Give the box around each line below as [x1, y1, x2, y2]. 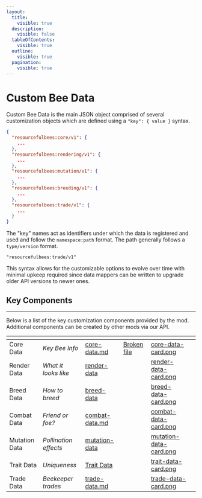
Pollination [43, 436, 73, 444]
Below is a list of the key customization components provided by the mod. [6, 317, 189, 324]
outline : [11, 48, 34, 54]
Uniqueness [43, 461, 77, 469]
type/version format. [6, 243, 58, 250]
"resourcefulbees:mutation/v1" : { [11, 168, 98, 174]
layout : [6, 8, 26, 15]
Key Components [6, 295, 73, 305]
